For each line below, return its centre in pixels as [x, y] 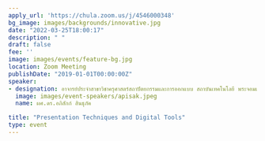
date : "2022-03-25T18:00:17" [56, 30]
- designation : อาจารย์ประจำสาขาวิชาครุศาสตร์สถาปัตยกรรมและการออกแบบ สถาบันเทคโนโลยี [121, 89]
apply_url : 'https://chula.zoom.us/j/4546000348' [92, 15]
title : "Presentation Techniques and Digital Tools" [97, 118]
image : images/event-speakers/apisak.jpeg [86, 96]
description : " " [37, 37]
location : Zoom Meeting [47, 67]
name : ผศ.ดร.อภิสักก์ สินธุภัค [53, 103]
